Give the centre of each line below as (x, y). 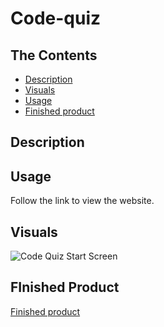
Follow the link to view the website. (82, 201)
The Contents (54, 55)
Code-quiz (56, 18)
